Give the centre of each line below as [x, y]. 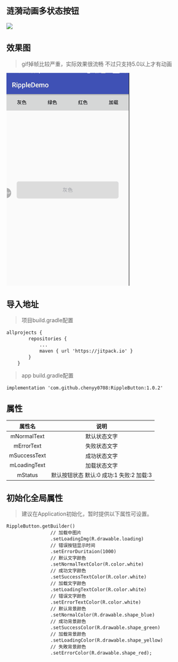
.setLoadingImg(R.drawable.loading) [97, 539]
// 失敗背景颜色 [68, 647]
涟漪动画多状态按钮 [43, 11]
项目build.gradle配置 [47, 320]
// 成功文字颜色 [68, 571]
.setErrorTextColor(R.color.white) [95, 602]
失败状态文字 [101, 446]
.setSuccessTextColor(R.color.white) [99, 577]
